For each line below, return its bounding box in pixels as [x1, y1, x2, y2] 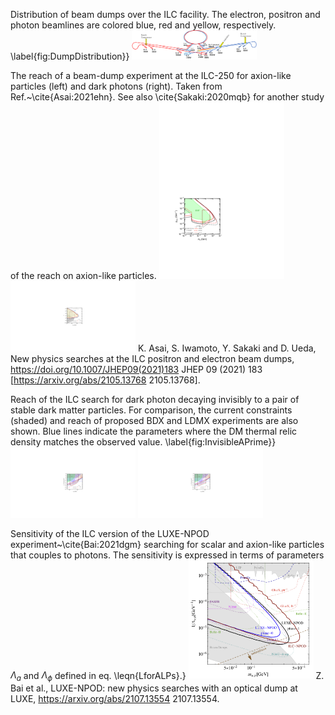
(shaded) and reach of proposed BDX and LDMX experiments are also [10, 414, 299, 426]
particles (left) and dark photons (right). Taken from [10, 80, 223, 92]
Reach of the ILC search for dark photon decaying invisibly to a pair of [10, 393, 300, 405]
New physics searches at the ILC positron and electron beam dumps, [10, 352, 295, 364]
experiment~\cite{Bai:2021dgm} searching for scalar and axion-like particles [10, 538, 325, 550]
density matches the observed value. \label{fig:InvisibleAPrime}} [10, 435, 277, 448]
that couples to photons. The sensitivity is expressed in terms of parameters [10, 549, 325, 561]
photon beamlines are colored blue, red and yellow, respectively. [10, 19, 277, 31]
